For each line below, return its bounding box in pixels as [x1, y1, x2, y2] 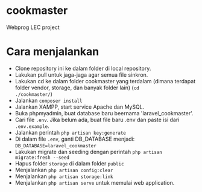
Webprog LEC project [6, 24, 60, 31]
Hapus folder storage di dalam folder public [14, 159, 125, 167]
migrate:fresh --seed [14, 155, 69, 161]
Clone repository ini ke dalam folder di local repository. [14, 65, 151, 72]
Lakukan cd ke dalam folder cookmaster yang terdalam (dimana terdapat [14, 77, 196, 85]
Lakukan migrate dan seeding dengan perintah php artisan [14, 148, 163, 155]
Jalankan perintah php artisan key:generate [14, 129, 127, 136]
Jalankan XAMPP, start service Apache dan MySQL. [14, 103, 145, 110]
